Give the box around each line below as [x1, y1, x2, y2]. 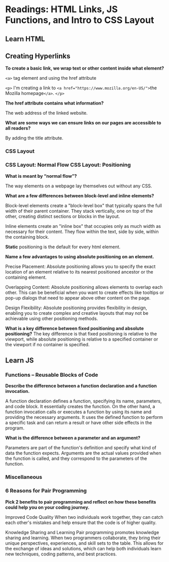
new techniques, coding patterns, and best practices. [5, 551, 117, 557]
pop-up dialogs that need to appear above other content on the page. [5, 294, 151, 301]
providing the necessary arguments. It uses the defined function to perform [5, 414, 163, 420]
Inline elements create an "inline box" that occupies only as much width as [5, 223, 161, 229]
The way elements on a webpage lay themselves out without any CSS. [5, 183, 152, 189]
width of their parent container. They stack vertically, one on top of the [5, 208, 153, 214]
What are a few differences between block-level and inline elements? [5, 192, 154, 199]
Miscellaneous [5, 474, 42, 481]
